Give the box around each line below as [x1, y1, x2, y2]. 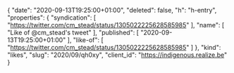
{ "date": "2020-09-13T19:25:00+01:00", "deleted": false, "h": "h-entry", [7, 6, 217, 14]
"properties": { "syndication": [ [7, 13, 97, 22]
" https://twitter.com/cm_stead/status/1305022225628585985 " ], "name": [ [7, 21, 225, 29]
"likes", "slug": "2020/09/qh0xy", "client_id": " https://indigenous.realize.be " [7, 51, 228, 59]
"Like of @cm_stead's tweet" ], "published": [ [7, 28, 140, 36]
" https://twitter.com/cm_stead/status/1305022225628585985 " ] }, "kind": [7, 44, 221, 51]
